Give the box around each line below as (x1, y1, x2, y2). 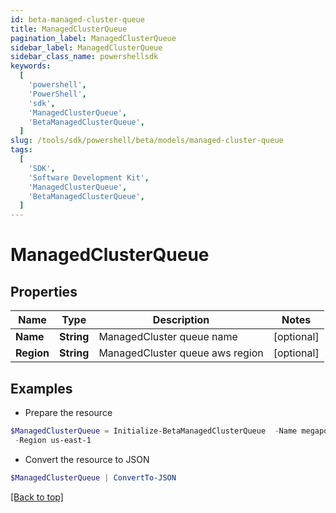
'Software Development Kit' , (28, 172, 150, 183)
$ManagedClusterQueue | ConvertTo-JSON (10, 472, 177, 483)
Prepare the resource (24, 406, 113, 418)
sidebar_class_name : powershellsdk (10, 52, 159, 62)
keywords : (10, 61, 52, 71)
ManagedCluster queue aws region (98, 346, 264, 360)
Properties (10, 283, 78, 300)
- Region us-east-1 (14, 435, 92, 445)
